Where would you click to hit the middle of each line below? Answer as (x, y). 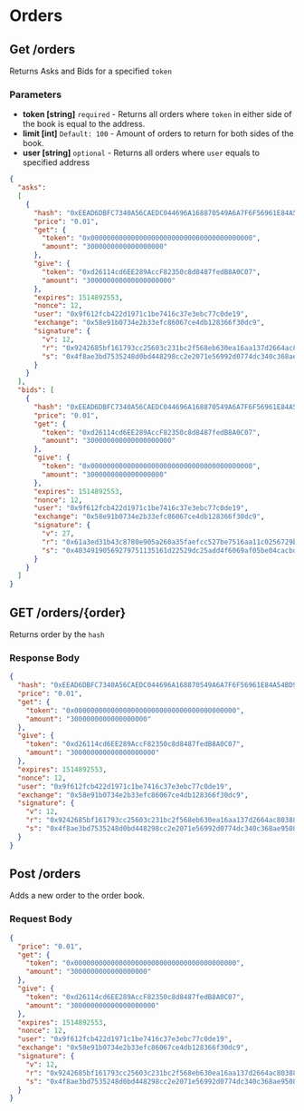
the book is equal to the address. (84, 124)
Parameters (35, 94)
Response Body (44, 657)
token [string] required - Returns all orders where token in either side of (157, 114)
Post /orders (45, 874)
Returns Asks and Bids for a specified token (90, 71)
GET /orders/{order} (68, 612)
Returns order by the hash (57, 634)
